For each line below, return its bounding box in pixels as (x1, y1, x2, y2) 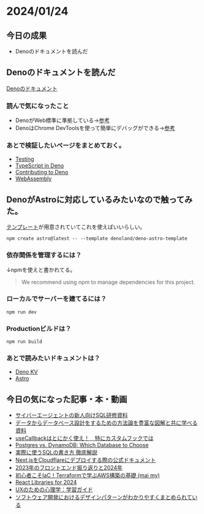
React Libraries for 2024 (15, 478, 77, 486)
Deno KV (15, 368, 38, 375)
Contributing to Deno (15, 169, 69, 176)
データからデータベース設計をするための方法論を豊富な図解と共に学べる (15, 419, 198, 427)
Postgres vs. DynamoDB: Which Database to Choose (15, 442, 149, 449)
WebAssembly (15, 175, 52, 182)
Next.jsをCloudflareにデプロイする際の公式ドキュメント (15, 456, 156, 464)
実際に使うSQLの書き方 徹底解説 (15, 449, 98, 456)
